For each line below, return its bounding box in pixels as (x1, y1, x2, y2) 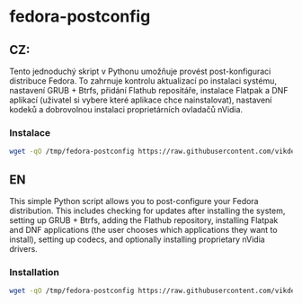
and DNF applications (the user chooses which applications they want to (9, 224, 278, 235)
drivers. (9, 243, 38, 254)
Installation (9, 265, 60, 278)
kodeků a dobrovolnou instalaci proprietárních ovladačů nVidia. (9, 104, 244, 114)
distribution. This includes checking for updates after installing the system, (9, 205, 286, 216)
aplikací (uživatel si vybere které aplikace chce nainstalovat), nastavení (9, 94, 272, 105)
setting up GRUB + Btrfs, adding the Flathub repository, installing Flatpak (9, 214, 279, 226)
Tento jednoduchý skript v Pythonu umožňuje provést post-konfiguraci (9, 66, 271, 76)
